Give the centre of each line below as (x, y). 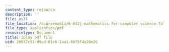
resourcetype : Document (30, 33)
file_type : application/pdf (35, 28)
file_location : (21, 24)
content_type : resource (30, 10)
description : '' (22, 14)
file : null (17, 19)
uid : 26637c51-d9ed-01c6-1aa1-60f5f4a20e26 (52, 42)
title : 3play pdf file (29, 38)
